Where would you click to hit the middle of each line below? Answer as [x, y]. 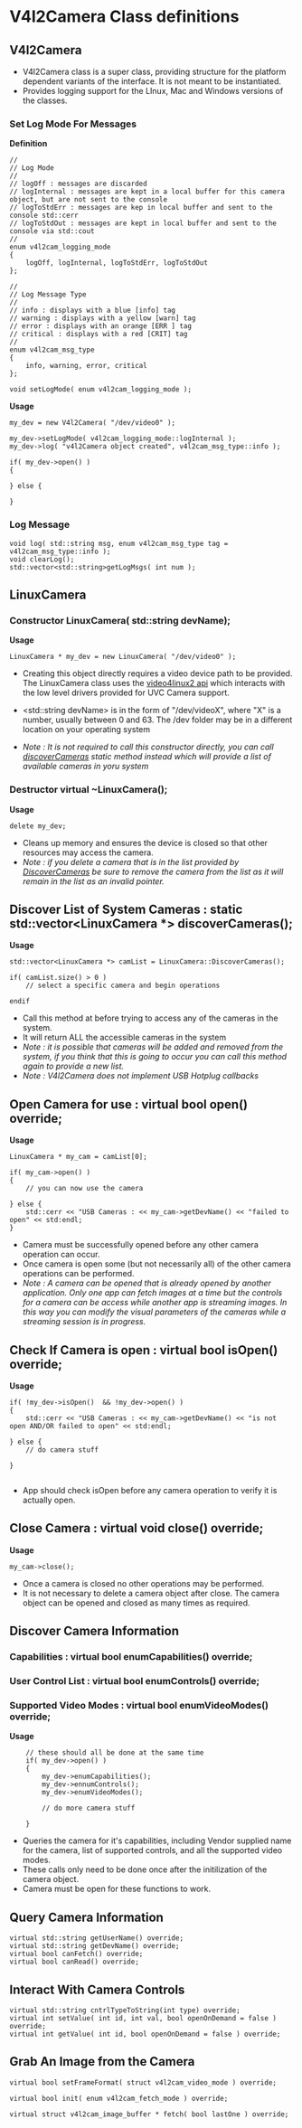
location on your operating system [86, 730]
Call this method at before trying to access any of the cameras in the [150, 1018]
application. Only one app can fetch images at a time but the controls [152, 1293]
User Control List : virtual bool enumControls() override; [135, 1681]
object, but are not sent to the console [89, 200]
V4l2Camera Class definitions [124, 17]
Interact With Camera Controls [97, 1989]
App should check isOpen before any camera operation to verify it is [150, 1491]
